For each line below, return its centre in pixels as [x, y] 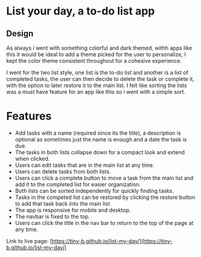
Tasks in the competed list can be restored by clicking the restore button [105, 197]
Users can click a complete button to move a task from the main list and [104, 178]
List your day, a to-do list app [81, 11]
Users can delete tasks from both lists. [63, 171]
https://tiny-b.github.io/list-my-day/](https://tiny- [112, 241]
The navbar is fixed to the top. [53, 216]
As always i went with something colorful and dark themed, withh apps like [99, 48]
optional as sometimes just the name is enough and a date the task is [101, 139]
